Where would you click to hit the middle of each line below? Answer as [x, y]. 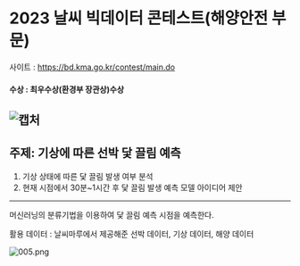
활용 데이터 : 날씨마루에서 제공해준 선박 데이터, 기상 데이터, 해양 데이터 [132, 234]
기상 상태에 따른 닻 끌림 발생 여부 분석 [87, 176]
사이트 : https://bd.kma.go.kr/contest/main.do [92, 67]
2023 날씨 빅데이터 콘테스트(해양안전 [139, 18]
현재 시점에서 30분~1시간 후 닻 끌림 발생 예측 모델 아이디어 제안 [132, 187]
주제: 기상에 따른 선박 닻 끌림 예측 [95, 153]
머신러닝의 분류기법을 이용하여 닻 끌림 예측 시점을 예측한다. [112, 214]
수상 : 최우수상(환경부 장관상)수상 [67, 89]
